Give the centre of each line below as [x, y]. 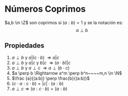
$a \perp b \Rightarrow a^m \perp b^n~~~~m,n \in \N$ [67, 73]
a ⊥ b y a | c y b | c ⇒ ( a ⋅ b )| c [41, 63]
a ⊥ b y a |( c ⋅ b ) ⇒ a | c [35, 57]
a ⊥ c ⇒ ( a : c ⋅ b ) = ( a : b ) [39, 89]
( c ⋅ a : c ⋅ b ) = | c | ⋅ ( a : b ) [38, 83]
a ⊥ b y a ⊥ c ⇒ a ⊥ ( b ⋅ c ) [40, 68]
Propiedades [25, 46]
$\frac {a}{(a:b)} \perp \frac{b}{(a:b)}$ [51, 78]
